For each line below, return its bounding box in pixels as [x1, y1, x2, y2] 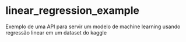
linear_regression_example [5, 4, 139, 17]
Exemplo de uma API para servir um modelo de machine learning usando [5, 23, 181, 30]
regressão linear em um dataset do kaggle [5, 29, 107, 36]
